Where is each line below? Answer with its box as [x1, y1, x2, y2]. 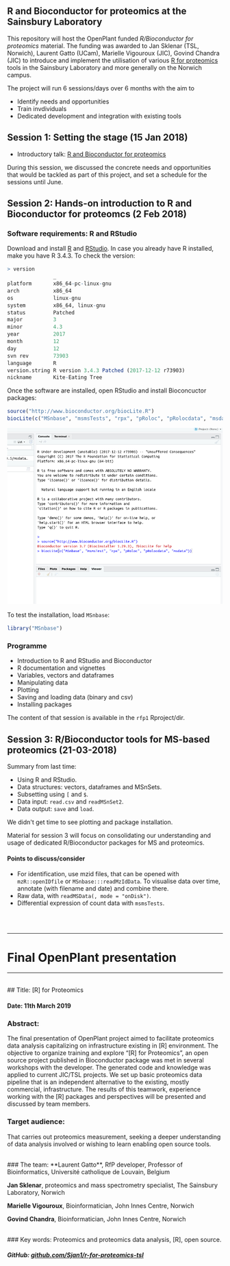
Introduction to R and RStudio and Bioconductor [16, 657, 152, 665]
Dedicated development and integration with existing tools [16, 112, 181, 120]
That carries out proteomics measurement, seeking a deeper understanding [7, 1132, 221, 1141]
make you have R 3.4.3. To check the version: [7, 251, 136, 260]
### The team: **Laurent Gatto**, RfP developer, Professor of [7, 1160, 183, 1169]
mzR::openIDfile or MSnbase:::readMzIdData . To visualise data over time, [16, 877, 220, 885]
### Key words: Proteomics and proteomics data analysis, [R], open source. [7, 1235, 222, 1243]
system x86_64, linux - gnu [7, 301, 106, 309]
